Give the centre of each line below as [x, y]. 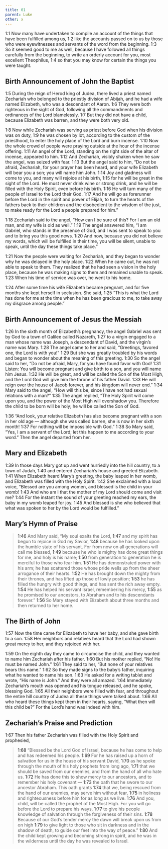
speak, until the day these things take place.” [51, 246]
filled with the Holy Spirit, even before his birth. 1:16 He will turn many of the [83, 189]
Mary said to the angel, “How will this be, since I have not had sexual [76, 390]
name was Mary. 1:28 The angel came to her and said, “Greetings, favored [82, 347]
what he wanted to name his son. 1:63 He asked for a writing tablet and [78, 675]
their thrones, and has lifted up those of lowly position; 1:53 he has [86, 578]
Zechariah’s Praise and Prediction [59, 723]
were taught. [18, 65]
